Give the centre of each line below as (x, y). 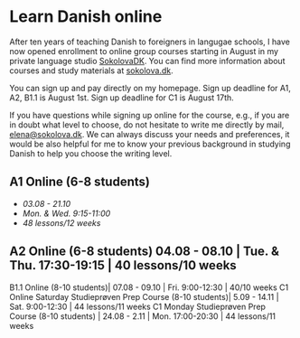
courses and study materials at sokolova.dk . (91, 70)
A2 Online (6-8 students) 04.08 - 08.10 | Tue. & (145, 252)
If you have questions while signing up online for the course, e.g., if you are (150, 115)
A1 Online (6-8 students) (80, 182)
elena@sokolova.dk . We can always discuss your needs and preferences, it (150, 134)
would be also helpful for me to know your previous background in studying (150, 144)
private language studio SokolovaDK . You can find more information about (147, 61)
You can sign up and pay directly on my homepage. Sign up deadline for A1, (150, 88)
